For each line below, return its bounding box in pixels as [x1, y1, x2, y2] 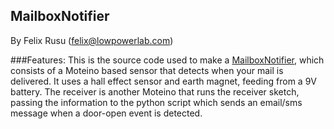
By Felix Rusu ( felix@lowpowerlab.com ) [10, 34, 174, 46]
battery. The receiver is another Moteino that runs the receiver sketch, [10, 85, 300, 98]
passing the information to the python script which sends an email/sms [10, 96, 303, 108]
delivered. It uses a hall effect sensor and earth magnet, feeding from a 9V [10, 75, 317, 87]
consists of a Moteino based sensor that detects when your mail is [10, 64, 284, 76]
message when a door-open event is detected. [10, 107, 203, 119]
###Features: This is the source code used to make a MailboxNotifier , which [10, 54, 325, 66]
